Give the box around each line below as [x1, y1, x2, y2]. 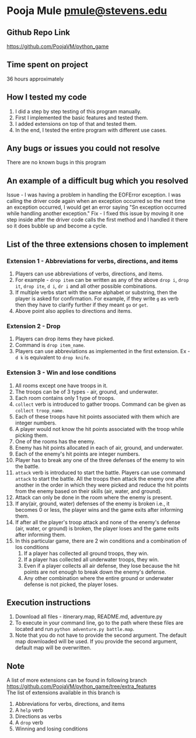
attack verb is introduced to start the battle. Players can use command [15, 469, 185, 476]
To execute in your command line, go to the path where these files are [15, 619, 184, 626]
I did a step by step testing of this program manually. [15, 108, 142, 115]
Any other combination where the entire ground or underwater [23, 574, 174, 581]
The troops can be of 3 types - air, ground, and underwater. [15, 388, 159, 395]
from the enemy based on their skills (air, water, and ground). [15, 487, 162, 495]
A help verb [15, 706, 43, 714]
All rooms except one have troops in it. [15, 382, 108, 389]
